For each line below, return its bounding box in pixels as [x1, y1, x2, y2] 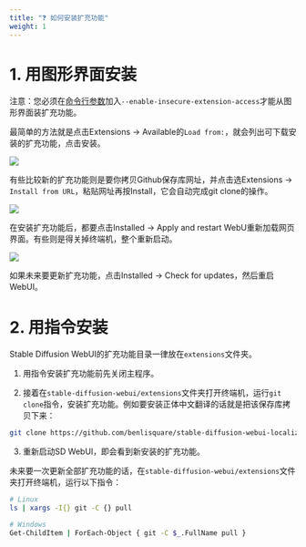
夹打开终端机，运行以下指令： [9, 477, 121, 488]
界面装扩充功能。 [16, 107, 82, 119]
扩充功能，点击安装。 [25, 138, 106, 149]
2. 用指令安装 [9, 316, 108, 337]
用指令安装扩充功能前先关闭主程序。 [22, 368, 159, 379]
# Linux [9, 495, 39, 504]
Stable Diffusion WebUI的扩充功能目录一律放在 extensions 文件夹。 [9, 348, 258, 360]
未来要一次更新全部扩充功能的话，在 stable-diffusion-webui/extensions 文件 [9, 466, 296, 477]
